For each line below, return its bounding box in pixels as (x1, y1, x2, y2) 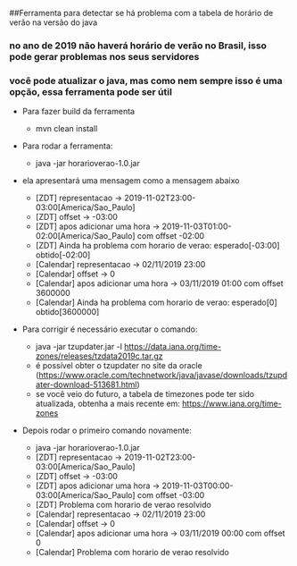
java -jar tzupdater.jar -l (35, 342, 123, 352)
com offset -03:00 (136, 490, 205, 501)
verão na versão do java (9, 17, 98, 28)
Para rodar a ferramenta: (21, 140, 113, 151)
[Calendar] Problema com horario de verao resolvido (35, 547, 230, 558)
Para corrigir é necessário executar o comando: (21, 324, 198, 334)
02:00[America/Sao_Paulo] (35, 231, 136, 241)
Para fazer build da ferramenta (21, 106, 136, 117)
